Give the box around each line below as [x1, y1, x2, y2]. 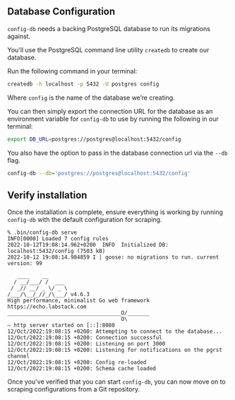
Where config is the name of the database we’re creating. [7, 93, 175, 102]
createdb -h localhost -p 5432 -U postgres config [7, 81, 159, 88]
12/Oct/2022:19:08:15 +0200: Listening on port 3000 [7, 341, 166, 348]
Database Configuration [7, 6, 116, 18]
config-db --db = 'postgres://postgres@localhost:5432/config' [7, 170, 191, 177]
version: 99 [7, 260, 42, 267]
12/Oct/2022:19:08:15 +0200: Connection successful [7, 334, 162, 341]
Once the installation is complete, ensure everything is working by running [7, 208, 224, 216]
